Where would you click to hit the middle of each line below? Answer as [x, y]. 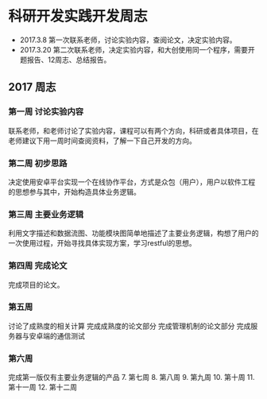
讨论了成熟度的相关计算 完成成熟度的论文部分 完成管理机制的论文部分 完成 [130, 326]
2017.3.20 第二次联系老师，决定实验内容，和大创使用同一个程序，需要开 [137, 49]
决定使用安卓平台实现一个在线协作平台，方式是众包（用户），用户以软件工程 [132, 182]
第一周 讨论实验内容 [46, 112]
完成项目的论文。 [36, 285]
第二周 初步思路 [38, 163]
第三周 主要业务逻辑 [46, 214]
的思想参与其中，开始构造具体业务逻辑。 [74, 192]
